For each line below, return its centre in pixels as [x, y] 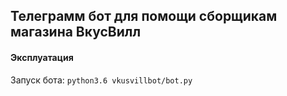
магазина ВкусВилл [76, 32]
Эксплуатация [42, 57]
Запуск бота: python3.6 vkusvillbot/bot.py [101, 80]
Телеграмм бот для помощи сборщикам [144, 16]
